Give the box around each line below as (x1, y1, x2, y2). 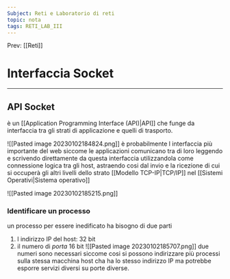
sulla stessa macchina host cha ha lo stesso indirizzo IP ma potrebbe (16, 257, 212, 265)
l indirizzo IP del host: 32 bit (16, 235, 96, 243)
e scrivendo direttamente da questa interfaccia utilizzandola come (7, 155, 194, 163)
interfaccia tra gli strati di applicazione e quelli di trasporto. (7, 127, 173, 135)
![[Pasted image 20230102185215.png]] (7, 189, 118, 198)
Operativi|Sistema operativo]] (7, 176, 90, 185)
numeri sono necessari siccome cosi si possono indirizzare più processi (16, 250, 220, 258)
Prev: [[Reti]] (7, 42, 43, 50)
